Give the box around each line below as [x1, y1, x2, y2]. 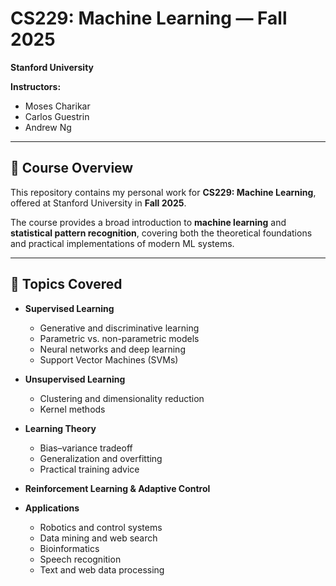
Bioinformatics [39, 542, 100, 554]
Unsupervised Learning [24, 373, 126, 385]
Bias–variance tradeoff [39, 442, 133, 454]
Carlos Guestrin [24, 110, 90, 122]
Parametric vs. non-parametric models [39, 332, 200, 344]
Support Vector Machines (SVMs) [39, 353, 179, 366]
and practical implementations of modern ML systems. [10, 237, 235, 249]
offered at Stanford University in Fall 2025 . [10, 197, 187, 209]
